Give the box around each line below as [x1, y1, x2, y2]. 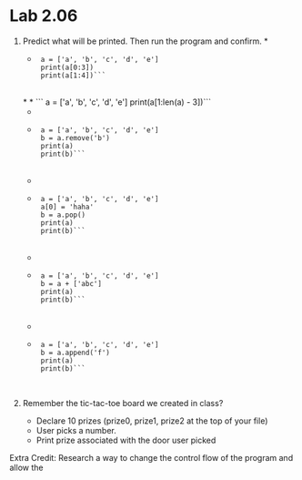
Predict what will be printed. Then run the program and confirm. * [22, 36, 268, 46]
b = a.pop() [40, 210, 86, 220]
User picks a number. [35, 424, 116, 435]
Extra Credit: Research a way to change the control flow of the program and [9, 452, 294, 463]
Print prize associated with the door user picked [35, 434, 216, 445]
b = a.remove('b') [40, 133, 111, 142]
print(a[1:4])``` [40, 70, 106, 80]
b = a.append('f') [40, 348, 111, 357]
